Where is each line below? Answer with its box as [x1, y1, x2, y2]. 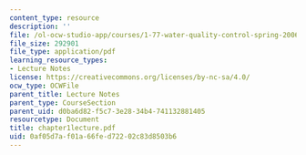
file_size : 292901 [9, 38, 79, 48]
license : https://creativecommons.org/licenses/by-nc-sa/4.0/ [9, 73, 250, 82]
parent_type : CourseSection [9, 98, 117, 108]
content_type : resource [9, 13, 100, 23]
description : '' [9, 22, 71, 31]
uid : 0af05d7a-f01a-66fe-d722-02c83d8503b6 [9, 132, 178, 141]
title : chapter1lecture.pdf [9, 124, 117, 133]
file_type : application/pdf [9, 47, 117, 57]
